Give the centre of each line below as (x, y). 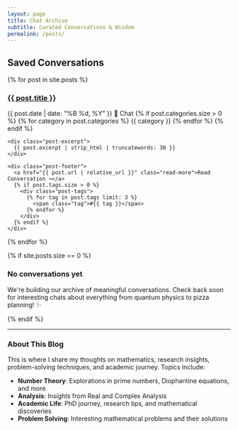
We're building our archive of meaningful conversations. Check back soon (115, 289)
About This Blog (35, 344)
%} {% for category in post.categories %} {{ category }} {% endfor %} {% (115, 121)
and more (32, 388)
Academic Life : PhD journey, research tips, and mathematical (107, 403)
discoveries (34, 411)
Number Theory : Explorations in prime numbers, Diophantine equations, (123, 380)
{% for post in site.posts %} (48, 80)
